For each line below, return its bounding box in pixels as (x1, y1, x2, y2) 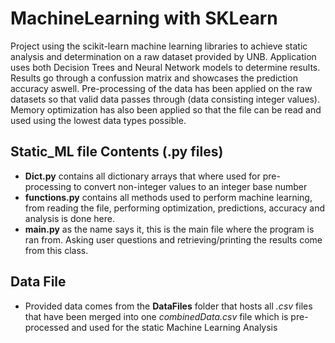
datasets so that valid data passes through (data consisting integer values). (10, 93, 320, 105)
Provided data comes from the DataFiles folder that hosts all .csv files (24, 300, 313, 312)
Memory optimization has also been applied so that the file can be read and (10, 103, 322, 116)
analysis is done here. (24, 212, 115, 224)
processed (24, 321, 70, 333)
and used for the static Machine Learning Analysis (71, 321, 278, 333)
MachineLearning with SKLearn (10, 7, 278, 30)
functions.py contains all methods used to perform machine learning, (24, 191, 313, 203)
